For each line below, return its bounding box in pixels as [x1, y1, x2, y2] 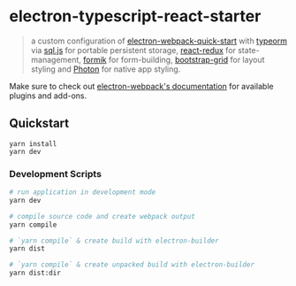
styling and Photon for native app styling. [30, 64, 181, 74]
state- [237, 44, 260, 55]
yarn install [9, 139, 57, 148]
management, [30, 54, 82, 65]
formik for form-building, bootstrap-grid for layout [83, 54, 265, 65]
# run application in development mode [9, 188, 156, 197]
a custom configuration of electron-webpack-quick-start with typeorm [30, 35, 287, 46]
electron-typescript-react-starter [9, 6, 262, 27]
